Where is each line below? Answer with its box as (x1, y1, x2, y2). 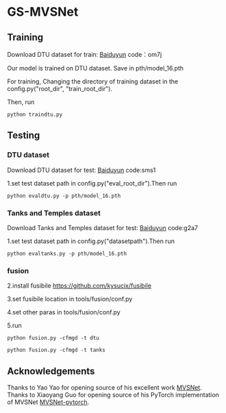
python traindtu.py (7, 111, 63, 118)
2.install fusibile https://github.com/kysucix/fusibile (7, 281, 152, 290)
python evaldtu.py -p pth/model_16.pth (7, 192, 121, 199)
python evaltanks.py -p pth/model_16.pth (7, 250, 127, 257)
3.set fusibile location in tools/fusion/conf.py (7, 295, 133, 303)
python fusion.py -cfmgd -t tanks (7, 347, 106, 353)
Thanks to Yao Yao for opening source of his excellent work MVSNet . (7, 384, 202, 392)
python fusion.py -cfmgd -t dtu (7, 335, 99, 342)
